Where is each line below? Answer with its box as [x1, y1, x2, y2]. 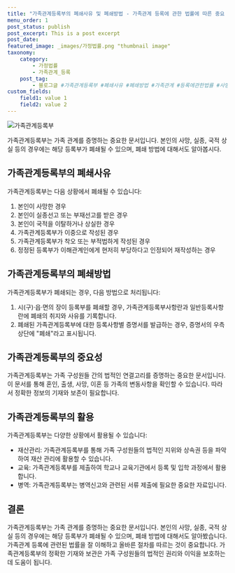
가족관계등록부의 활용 [7, 411, 94, 423]
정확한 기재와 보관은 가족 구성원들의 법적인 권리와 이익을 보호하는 [48, 549, 226, 558]
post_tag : [20, 75, 49, 82]
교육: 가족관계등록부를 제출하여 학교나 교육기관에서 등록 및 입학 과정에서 [17, 463, 214, 472]
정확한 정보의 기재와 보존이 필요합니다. [14, 389, 120, 397]
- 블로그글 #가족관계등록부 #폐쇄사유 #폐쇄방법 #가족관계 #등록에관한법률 [32, 82, 214, 89]
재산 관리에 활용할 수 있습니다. [30, 455, 113, 463]
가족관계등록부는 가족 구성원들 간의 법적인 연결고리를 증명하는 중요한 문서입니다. [7, 371, 226, 379]
